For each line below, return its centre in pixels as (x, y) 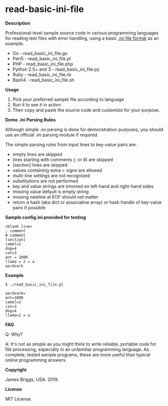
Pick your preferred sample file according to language (68, 99)
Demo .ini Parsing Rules (31, 119)
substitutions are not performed (45, 181)
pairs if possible (29, 207)
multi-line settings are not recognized (51, 175)
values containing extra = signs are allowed (57, 170)
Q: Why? (14, 334)
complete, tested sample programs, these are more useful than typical (78, 354)
